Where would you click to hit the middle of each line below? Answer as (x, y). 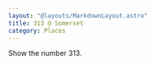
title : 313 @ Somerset (46, 23)
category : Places (37, 30)
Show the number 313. (45, 54)
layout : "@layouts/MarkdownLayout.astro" (78, 16)
